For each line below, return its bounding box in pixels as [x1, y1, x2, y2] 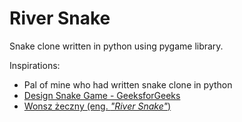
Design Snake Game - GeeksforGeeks [23, 89, 181, 101]
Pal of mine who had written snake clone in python [23, 78, 233, 91]
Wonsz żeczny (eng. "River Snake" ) [23, 100, 172, 112]
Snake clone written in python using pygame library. [9, 40, 224, 52]
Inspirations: [9, 59, 61, 71]
